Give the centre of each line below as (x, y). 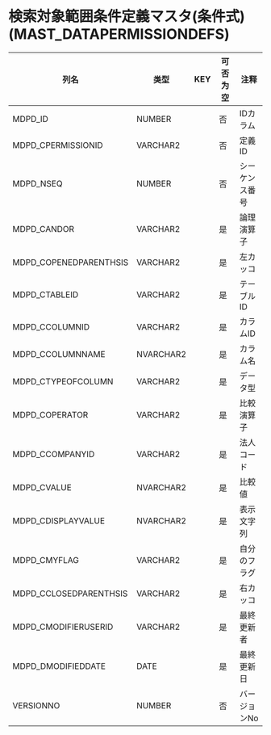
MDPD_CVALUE (42, 487)
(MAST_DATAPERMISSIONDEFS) (119, 34)
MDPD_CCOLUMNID (51, 326)
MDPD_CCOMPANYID (54, 454)
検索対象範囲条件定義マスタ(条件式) (127, 17)
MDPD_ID (30, 119)
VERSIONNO (36, 705)
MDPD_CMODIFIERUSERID (63, 627)
